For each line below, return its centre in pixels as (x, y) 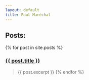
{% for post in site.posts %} (34, 48)
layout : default (22, 10)
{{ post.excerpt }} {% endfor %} (51, 72)
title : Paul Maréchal (28, 15)
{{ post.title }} (23, 61)
